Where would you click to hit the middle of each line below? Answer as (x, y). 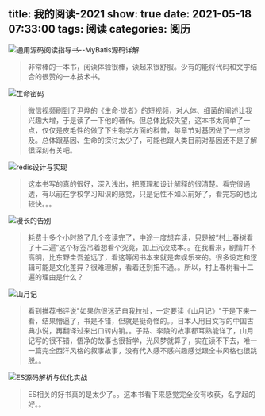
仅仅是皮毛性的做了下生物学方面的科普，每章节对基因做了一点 (142, 130)
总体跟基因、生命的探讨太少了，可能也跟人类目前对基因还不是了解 (150, 140)
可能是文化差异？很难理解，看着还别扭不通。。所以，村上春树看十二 (144, 267)
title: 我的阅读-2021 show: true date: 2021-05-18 (130, 14)
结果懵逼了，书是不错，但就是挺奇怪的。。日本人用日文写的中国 (144, 321)
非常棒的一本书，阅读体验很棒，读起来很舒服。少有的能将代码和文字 (139, 67)
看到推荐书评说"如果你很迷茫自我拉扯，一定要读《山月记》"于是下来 (138, 310)
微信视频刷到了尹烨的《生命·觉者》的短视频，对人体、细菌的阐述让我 (140, 110)
